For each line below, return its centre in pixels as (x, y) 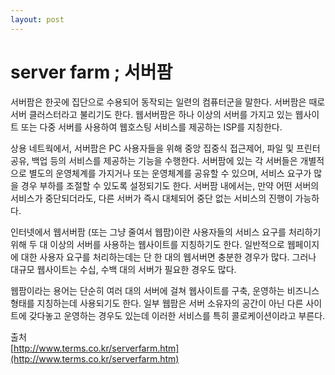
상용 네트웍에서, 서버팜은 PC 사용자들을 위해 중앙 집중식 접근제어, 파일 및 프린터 (165, 148)
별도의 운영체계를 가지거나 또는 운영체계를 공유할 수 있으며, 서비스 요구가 (170, 173)
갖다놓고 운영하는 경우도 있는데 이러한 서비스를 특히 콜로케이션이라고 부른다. (177, 315)
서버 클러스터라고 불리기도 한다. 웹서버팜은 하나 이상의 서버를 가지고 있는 (151, 114)
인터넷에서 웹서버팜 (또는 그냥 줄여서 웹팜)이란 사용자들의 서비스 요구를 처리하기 (166, 232)
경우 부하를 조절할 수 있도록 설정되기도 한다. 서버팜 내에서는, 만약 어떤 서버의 (170, 185)
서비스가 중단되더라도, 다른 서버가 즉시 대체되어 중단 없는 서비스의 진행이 (151, 198)
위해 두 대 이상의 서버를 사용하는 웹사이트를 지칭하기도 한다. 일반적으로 (147, 244)
